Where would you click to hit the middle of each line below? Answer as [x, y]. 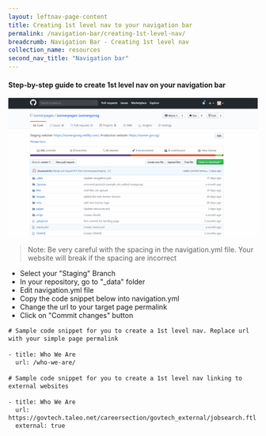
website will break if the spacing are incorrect [102, 258]
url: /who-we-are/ [46, 363]
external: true [40, 426]
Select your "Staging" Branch [68, 274]
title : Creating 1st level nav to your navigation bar [101, 25]
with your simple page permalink [63, 339]
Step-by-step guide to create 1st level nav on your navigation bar [117, 85]
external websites [38, 387]
